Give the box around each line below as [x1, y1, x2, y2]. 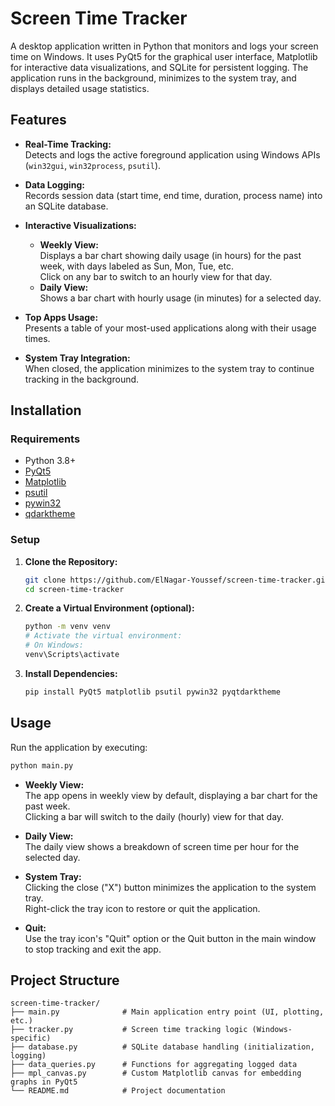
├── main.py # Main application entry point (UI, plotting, [10, 1007, 325, 1017]
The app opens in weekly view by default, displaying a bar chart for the [24, 789, 318, 801]
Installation [10, 402, 82, 419]
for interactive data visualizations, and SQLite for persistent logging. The [10, 61, 309, 73]
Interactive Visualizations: [24, 219, 137, 231]
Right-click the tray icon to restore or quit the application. [24, 902, 261, 914]
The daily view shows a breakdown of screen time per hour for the [24, 840, 300, 852]
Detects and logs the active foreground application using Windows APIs [24, 148, 321, 161]
